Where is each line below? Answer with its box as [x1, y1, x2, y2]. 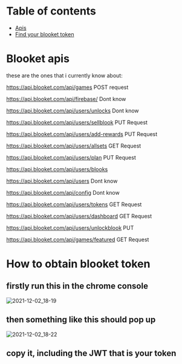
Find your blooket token [15, 30, 74, 37]
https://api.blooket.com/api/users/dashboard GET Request [6, 212, 152, 219]
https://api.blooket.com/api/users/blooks [6, 165, 108, 173]
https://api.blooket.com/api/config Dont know [6, 189, 120, 196]
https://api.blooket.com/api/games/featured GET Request [6, 236, 149, 243]
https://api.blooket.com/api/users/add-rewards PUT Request [6, 130, 158, 137]
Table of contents [6, 4, 97, 18]
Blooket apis [6, 52, 70, 66]
